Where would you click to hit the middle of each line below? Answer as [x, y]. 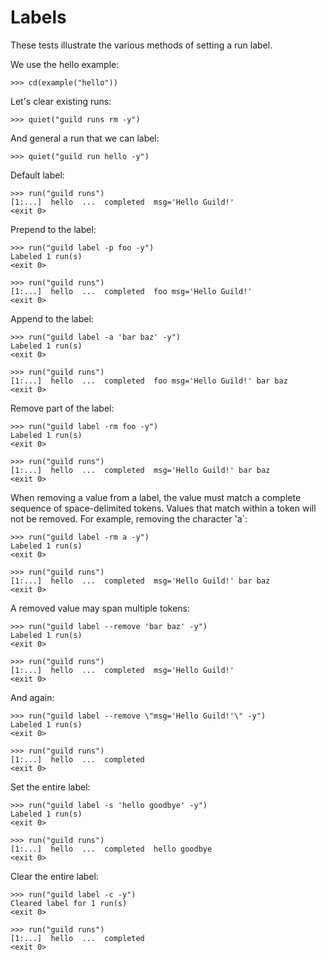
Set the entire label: [50, 787]
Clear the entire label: [54, 876]
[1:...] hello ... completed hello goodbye [111, 849]
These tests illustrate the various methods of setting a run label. [141, 45]
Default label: [37, 175]
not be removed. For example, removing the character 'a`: [129, 518]
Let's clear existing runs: [61, 101]
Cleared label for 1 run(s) [69, 903]
